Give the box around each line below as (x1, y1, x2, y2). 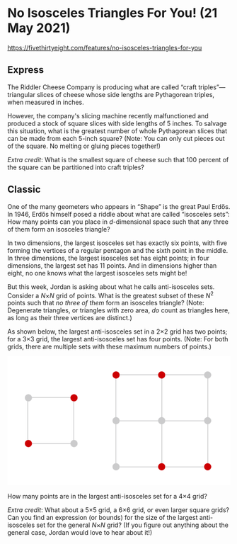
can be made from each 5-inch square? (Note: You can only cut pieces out (7, 134, 225, 142)
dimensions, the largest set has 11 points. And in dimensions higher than (7, 261, 217, 270)
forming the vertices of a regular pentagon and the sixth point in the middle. (7, 246, 229, 254)
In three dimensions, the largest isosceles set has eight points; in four (7, 254, 210, 262)
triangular (7, 90, 35, 98)
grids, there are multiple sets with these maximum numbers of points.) (7, 342, 212, 351)
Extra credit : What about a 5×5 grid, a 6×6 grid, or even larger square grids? (7, 505, 230, 514)
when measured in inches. (7, 98, 85, 106)
